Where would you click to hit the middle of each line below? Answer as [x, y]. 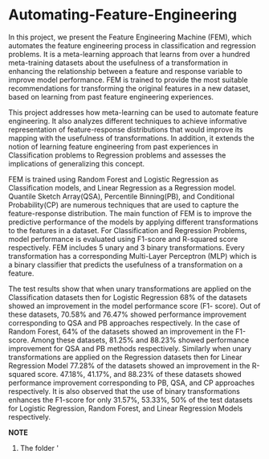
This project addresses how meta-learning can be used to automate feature [133, 112]
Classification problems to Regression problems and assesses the [117, 155]
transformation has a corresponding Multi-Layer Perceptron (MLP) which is [132, 256]
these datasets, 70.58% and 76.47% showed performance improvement [128, 314]
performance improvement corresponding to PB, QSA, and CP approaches [132, 383]
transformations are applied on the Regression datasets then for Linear [125, 357]
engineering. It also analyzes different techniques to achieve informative [128, 121]
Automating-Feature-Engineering [123, 15]
